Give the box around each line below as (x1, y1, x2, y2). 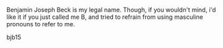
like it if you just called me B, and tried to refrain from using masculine (6, 13, 203, 21)
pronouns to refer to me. (6, 20, 75, 28)
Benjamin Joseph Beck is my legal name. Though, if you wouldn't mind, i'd (6, 6, 216, 14)
